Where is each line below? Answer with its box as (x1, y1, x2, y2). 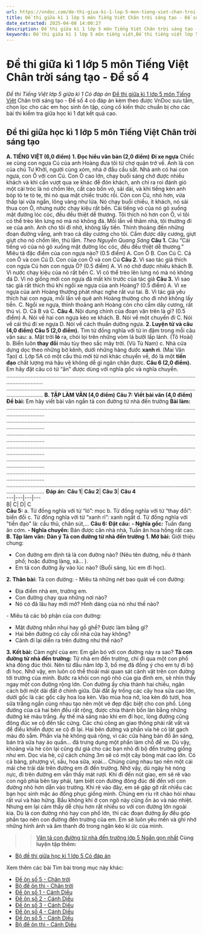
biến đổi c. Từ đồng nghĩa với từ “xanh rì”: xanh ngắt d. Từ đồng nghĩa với (6, 513, 188, 521)
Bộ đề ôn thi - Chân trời (14, 882, 74, 889)
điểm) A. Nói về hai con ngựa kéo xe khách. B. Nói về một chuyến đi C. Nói (6, 313, 192, 321)
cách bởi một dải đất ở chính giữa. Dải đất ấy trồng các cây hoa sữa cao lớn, (6, 687, 196, 694)
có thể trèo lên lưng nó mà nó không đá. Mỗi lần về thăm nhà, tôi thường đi (6, 217, 192, 224)
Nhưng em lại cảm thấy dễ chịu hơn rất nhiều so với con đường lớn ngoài (6, 802, 187, 810)
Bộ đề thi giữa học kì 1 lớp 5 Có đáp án (14, 852, 111, 859)
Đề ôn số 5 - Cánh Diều (14, 914, 74, 921)
